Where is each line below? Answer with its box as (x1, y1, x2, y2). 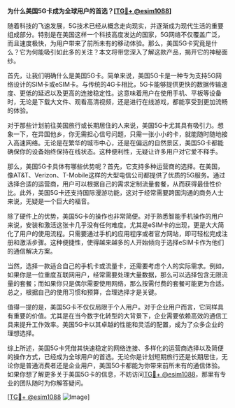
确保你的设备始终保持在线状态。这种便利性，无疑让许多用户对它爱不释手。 (7, 147, 222, 156)
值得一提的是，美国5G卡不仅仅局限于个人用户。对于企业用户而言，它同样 (7, 303, 218, 311)
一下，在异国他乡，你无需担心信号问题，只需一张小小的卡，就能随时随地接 (13, 130, 228, 138)
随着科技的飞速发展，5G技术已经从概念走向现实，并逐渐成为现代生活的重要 (7, 22, 224, 30)
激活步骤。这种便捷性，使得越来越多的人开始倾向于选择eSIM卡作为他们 (19, 238, 225, 247)
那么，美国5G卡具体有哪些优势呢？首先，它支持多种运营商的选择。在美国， (7, 162, 224, 170)
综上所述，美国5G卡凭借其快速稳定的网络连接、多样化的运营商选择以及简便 (7, 344, 224, 352)
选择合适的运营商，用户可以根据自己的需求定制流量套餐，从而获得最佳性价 (7, 180, 222, 188)
